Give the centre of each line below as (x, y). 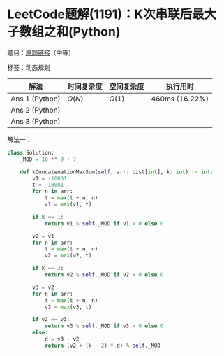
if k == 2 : (48, 269)
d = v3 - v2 (62, 339)
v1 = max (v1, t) (68, 205)
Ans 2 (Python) (36, 110)
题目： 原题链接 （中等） (41, 52)
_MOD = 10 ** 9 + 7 (48, 159)
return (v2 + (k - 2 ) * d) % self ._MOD (102, 346)
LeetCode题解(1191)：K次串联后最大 (112, 14)
